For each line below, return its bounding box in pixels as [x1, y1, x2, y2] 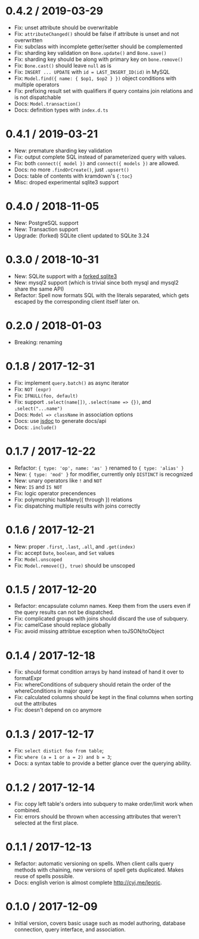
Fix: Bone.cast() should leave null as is [14, 61, 111, 69]
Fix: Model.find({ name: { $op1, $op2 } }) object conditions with [14, 75, 177, 82]
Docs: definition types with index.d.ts [14, 106, 108, 113]
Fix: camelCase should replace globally [14, 622, 111, 629]
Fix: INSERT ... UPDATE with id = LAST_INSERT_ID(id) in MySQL [14, 68, 170, 75]
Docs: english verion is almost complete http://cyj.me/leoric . [14, 879, 162, 887]
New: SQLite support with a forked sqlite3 [14, 273, 117, 280]
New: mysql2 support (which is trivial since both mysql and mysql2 [14, 279, 179, 286]
